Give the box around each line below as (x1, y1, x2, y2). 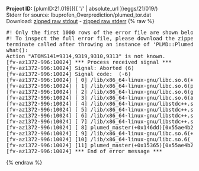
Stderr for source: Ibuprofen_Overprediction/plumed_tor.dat (6, 11, 152, 18)
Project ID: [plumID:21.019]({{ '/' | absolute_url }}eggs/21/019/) (6, 5, 158, 12)
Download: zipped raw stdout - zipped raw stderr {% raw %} (6, 18, 155, 24)
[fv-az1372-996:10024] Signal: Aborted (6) (6, 65, 134, 71)
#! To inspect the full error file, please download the (6, 35, 175, 42)
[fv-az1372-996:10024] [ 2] (6, 88, 88, 95)
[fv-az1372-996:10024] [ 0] (6, 77, 88, 83)
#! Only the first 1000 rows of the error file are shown (6, 29, 178, 36)
